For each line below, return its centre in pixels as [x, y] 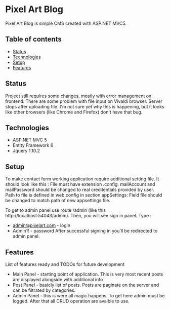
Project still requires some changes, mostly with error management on [78, 96]
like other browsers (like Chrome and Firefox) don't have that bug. [74, 112]
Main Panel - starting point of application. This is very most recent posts [88, 274]
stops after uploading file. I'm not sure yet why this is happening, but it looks [85, 106]
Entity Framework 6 [33, 145]
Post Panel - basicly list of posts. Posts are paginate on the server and [86, 285]
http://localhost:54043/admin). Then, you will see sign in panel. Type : [78, 216]
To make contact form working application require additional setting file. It [82, 179]
